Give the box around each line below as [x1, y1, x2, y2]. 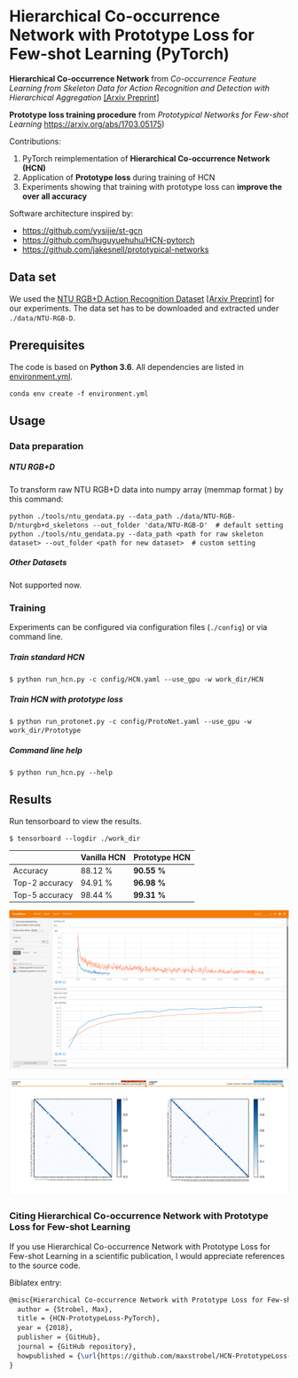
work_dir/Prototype [9, 726, 82, 736]
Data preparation [9, 439, 84, 452]
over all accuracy [21, 191, 88, 201]
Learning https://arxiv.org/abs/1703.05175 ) [9, 118, 165, 130]
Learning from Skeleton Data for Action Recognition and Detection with [9, 83, 271, 93]
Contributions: [9, 136, 62, 146]
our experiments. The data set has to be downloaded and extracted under [9, 303, 279, 313]
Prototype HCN [132, 852, 191, 862]
